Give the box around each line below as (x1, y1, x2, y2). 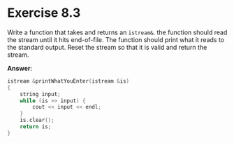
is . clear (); (20, 117, 54, 124)
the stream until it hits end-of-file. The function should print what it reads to (7, 35, 225, 43)
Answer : (7, 64, 33, 72)
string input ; (20, 90, 61, 97)
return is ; (20, 123, 52, 130)
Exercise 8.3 (7, 5, 81, 21)
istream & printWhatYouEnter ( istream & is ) (7, 77, 130, 85)
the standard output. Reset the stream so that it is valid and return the (7, 43, 207, 51)
